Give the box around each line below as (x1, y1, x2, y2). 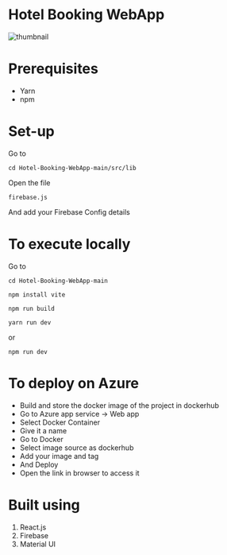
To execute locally (8, 235, 131, 253)
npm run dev (8, 347, 48, 355)
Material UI (19, 539, 56, 549)
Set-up (8, 122, 55, 141)
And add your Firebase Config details (8, 207, 131, 216)
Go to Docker (19, 434, 63, 444)
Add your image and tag (19, 451, 99, 460)
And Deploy (19, 460, 59, 469)
